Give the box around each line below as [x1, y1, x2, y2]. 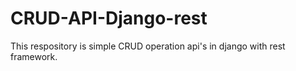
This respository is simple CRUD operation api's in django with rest [10, 40, 286, 52]
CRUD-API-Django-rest [10, 7, 208, 30]
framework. [10, 50, 58, 62]
